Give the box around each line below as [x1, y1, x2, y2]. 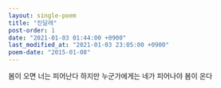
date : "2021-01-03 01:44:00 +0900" [8, 33, 127, 42]
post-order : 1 [8, 26, 56, 34]
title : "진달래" [8, 19, 57, 27]
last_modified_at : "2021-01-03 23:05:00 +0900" [8, 41, 170, 49]
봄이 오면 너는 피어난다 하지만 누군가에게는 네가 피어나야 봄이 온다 [8, 71, 213, 80]
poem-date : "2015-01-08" [8, 48, 91, 56]
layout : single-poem [8, 11, 77, 20]
